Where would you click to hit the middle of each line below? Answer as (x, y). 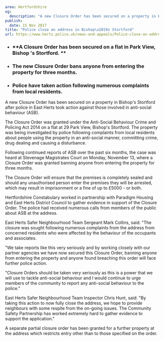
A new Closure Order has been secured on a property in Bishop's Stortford (80, 102)
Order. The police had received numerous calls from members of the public (81, 208)
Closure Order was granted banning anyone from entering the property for (80, 163)
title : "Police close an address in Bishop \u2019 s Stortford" (70, 30)
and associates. (21, 238)
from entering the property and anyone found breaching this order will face (81, 258)
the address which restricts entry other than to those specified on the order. (81, 334)
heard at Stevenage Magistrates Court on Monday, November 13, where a (79, 158)
